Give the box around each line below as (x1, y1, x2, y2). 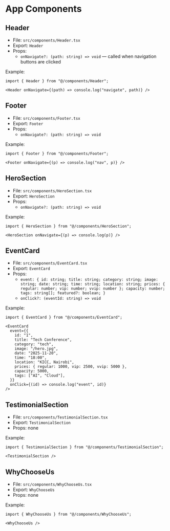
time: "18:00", (14, 355, 47, 361)
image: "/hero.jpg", (14, 346, 58, 351)
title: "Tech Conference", (14, 337, 72, 343)
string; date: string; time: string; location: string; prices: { (20, 282, 165, 287)
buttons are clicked (20, 59, 61, 64)
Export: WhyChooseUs (12, 486, 55, 493)
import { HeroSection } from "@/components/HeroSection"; (5, 224, 132, 229)
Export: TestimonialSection (12, 419, 71, 426)
